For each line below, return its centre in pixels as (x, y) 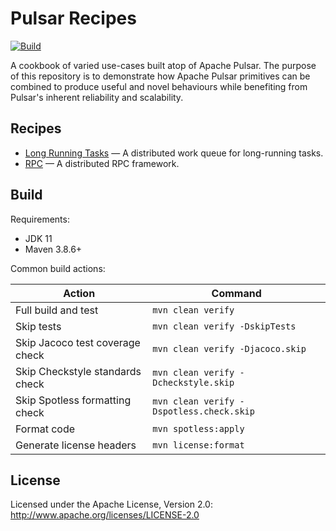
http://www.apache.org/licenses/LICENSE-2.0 (105, 515)
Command (236, 293)
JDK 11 (38, 238)
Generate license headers (76, 445)
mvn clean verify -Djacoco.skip (229, 348)
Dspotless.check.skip (203, 411)
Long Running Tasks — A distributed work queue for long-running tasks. (174, 153)
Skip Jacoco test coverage (78, 342)
